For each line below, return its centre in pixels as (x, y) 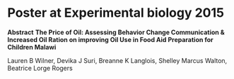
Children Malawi (32, 47)
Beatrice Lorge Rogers (40, 68)
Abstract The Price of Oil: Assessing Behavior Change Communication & (116, 32)
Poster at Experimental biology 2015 (116, 13)
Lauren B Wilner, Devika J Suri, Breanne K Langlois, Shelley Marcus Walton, (117, 60)
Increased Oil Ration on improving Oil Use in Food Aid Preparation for (110, 39)
